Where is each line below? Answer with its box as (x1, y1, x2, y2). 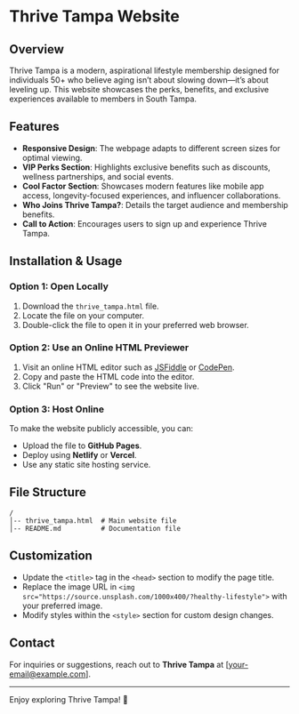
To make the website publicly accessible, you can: (9, 423, 194, 434)
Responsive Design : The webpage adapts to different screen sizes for (21, 142, 280, 153)
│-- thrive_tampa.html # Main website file (9, 516, 177, 525)
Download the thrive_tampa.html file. (21, 301, 159, 311)
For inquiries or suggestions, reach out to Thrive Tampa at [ (9, 659, 230, 670)
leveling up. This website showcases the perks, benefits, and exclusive (9, 84, 270, 94)
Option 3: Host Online (9, 403, 105, 415)
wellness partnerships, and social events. (21, 171, 174, 181)
